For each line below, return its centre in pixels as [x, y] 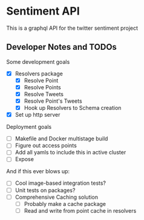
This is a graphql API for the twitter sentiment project [72, 28]
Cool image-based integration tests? [61, 183]
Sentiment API [43, 11]
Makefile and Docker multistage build [61, 139]
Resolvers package [39, 74]
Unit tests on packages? [45, 190]
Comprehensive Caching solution [57, 197]
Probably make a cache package [65, 204]
